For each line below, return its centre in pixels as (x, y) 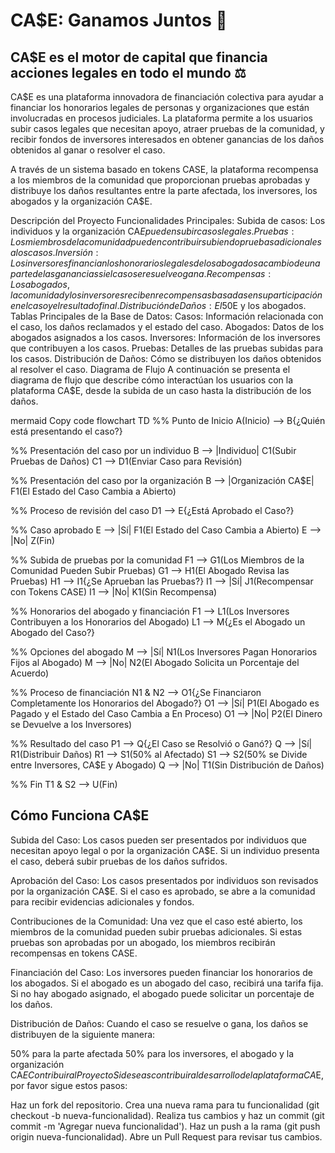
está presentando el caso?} (66, 431)
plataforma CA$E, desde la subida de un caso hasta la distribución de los (161, 390)
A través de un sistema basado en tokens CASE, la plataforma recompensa (164, 169)
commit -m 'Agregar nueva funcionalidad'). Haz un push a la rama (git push (165, 1126)
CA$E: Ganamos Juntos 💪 (119, 20)
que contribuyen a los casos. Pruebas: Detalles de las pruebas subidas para (167, 348)
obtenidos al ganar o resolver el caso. (88, 150)
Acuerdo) (30, 673)
